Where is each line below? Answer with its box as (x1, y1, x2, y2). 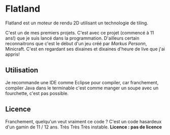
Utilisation (5, 66, 39, 75)
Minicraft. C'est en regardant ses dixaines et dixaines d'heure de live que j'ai (5, 46, 165, 52)
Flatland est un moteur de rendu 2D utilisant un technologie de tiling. (5, 20, 149, 26)
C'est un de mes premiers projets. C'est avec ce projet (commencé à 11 (5, 29, 154, 36)
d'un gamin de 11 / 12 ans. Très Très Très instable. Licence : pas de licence (5, 124, 162, 130)
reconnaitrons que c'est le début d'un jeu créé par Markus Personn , (5, 40, 147, 46)
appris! (5, 51, 20, 57)
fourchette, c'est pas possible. (5, 90, 69, 96)
